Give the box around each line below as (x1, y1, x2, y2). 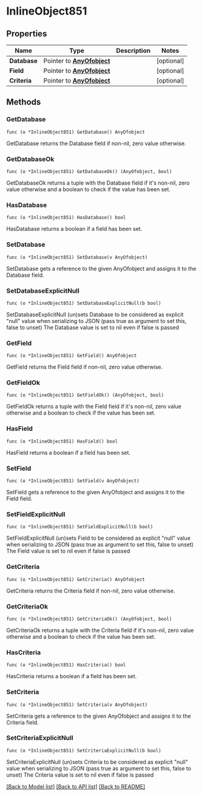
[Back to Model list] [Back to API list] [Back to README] (6, 783, 146, 790)
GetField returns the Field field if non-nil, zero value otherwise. (6, 363, 163, 371)
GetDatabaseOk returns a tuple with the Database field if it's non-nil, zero (6, 179, 190, 186)
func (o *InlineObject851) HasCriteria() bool (6, 662, 126, 668)
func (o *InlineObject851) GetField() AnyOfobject (6, 353, 137, 359)
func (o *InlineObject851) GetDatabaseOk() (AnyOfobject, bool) (6, 168, 172, 174)
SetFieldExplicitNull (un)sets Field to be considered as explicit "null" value (6, 534, 191, 542)
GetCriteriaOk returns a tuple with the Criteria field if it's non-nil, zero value (6, 627, 194, 634)
